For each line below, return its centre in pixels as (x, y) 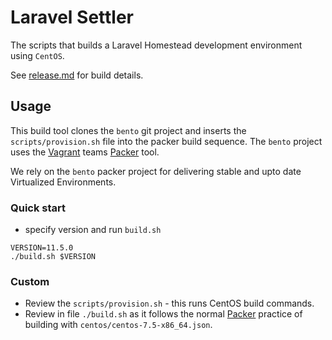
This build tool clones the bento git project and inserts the (128, 130)
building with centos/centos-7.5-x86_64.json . (118, 325)
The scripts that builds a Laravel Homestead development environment (156, 45)
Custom (30, 281)
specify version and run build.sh (93, 230)
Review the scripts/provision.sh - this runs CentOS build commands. (169, 303)
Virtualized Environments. (63, 182)
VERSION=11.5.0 (42, 248)
